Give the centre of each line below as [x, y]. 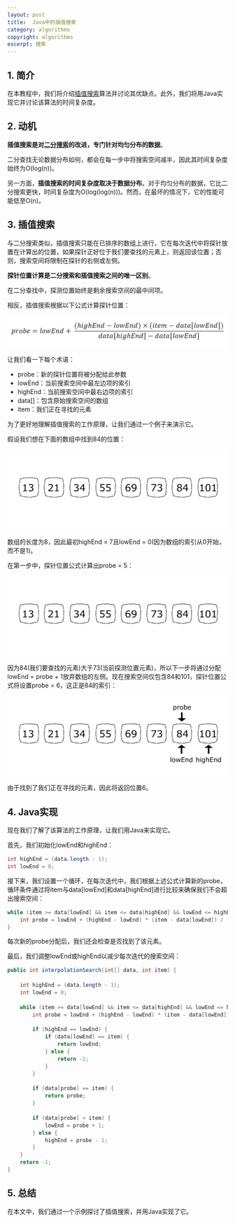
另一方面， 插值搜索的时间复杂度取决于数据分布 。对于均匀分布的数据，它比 [114, 183]
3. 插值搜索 [31, 225]
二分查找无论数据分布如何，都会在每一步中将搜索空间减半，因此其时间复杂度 [117, 159]
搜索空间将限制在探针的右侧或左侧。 [71, 260]
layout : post [26, 15]
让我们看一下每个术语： [41, 360]
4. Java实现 [33, 812]
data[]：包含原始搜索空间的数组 [63, 401]
